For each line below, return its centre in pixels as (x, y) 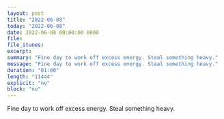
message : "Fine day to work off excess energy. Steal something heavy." (113, 64)
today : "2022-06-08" (37, 26)
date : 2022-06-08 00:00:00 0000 (53, 32)
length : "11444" (30, 76)
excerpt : (19, 52)
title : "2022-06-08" (37, 20)
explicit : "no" (29, 83)
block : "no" (24, 89)
